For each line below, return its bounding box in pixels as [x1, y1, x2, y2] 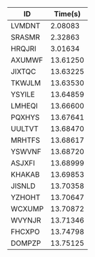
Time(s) [54, 9, 81, 18]
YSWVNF [10, 147, 42, 156]
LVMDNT [10, 21, 41, 30]
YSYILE [10, 89, 35, 99]
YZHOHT [10, 193, 41, 202]
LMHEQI [10, 101, 38, 111]
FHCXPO [10, 227, 41, 237]
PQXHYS [10, 113, 40, 122]
